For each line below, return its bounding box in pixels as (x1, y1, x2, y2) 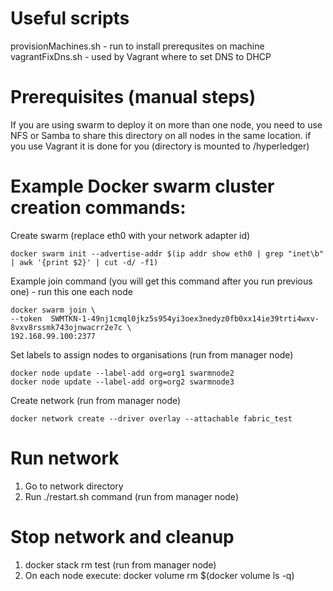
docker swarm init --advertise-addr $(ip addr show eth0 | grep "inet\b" (10, 248, 325, 259)
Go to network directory (24, 480, 124, 492)
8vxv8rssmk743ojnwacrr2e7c (10, 322, 123, 332)
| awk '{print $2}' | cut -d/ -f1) (10, 257, 159, 267)
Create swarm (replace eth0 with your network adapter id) (10, 229, 251, 241)
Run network (10, 447, 120, 469)
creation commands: (10, 197, 187, 219)
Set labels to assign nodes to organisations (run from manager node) (10, 348, 294, 361)
